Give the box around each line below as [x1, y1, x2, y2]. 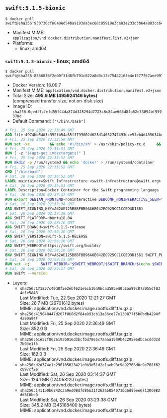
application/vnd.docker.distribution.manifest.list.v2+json [12, 35, 140, 41]
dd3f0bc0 [19, 393, 38, 398]
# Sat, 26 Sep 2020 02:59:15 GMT [5, 257, 75, 262]
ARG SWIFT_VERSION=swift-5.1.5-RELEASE [5, 234, 88, 239]
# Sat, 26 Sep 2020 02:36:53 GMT [5, 183, 75, 188]
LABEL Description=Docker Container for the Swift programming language [5, 188, 159, 193]
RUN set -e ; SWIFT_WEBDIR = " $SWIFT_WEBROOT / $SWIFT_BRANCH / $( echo [5, 261, 150, 267]
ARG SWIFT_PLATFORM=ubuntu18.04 [5, 215, 72, 221]
